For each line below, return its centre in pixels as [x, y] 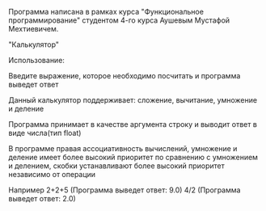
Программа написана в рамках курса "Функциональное [106, 12]
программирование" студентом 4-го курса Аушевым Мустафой [119, 20]
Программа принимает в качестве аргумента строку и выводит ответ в [133, 124]
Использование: [36, 60]
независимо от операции [52, 174]
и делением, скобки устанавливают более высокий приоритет [116, 166]
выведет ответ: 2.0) [42, 198]
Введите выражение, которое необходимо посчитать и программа [125, 76]
